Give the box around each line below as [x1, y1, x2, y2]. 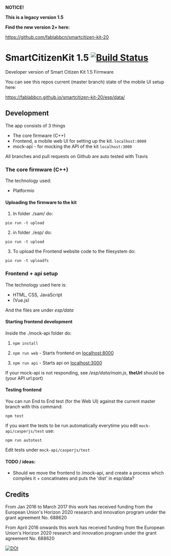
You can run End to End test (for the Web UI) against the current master [5, 398, 156, 404]
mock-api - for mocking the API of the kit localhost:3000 [12, 143, 132, 149]
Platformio [12, 188, 35, 194]
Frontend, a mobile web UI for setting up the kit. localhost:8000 [12, 138, 146, 144]
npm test [5, 413, 24, 418]
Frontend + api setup [5, 270, 58, 277]
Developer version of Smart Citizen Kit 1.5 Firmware [5, 69, 114, 75]
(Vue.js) [12, 297, 30, 303]
